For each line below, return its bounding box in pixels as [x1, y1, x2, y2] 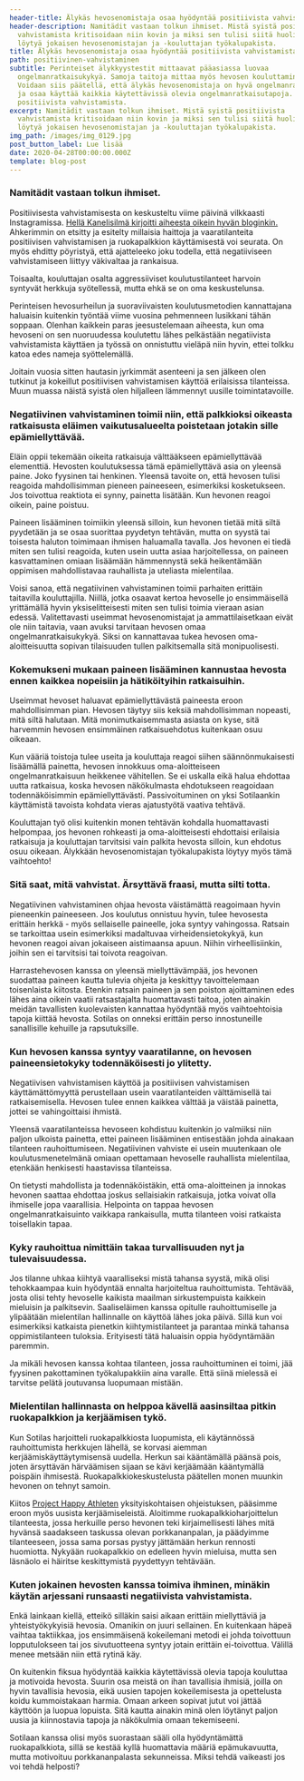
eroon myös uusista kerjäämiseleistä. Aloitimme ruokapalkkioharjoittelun [9, 1507, 279, 1518]
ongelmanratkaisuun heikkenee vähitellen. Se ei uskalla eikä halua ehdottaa [9, 770, 291, 781]
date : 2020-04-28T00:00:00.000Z [9, 148, 131, 157]
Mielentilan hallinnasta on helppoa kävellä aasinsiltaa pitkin [9, 1400, 277, 1413]
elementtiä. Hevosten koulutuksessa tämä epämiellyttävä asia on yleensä [9, 461, 282, 472]
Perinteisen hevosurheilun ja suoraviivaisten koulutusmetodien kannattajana [9, 300, 292, 311]
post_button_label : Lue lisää [9, 140, 124, 149]
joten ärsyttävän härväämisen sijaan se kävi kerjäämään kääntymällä [9, 1461, 265, 1472]
